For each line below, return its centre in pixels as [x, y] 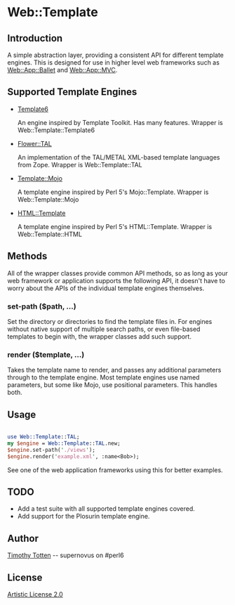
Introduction [35, 38]
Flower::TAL [35, 143]
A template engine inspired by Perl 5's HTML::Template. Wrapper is [115, 226]
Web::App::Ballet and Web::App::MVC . [62, 70]
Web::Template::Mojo [48, 199]
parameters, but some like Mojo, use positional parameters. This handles [112, 385]
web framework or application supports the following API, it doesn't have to [116, 280]
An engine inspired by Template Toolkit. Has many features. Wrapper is [120, 122]
